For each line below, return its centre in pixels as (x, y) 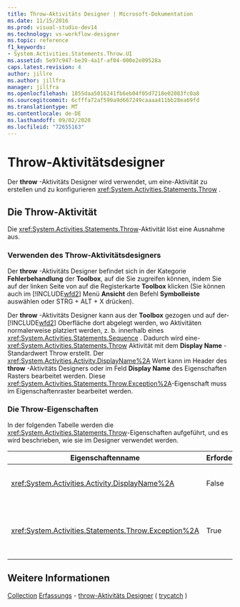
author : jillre (30, 74)
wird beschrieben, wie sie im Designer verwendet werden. (93, 440)
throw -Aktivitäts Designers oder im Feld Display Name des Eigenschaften (117, 368)
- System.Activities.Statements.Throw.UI (70, 54)
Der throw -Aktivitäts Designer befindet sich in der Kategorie (97, 271)
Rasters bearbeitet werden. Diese (56, 376)
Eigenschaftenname (105, 458)
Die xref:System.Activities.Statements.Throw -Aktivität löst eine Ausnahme (116, 229)
